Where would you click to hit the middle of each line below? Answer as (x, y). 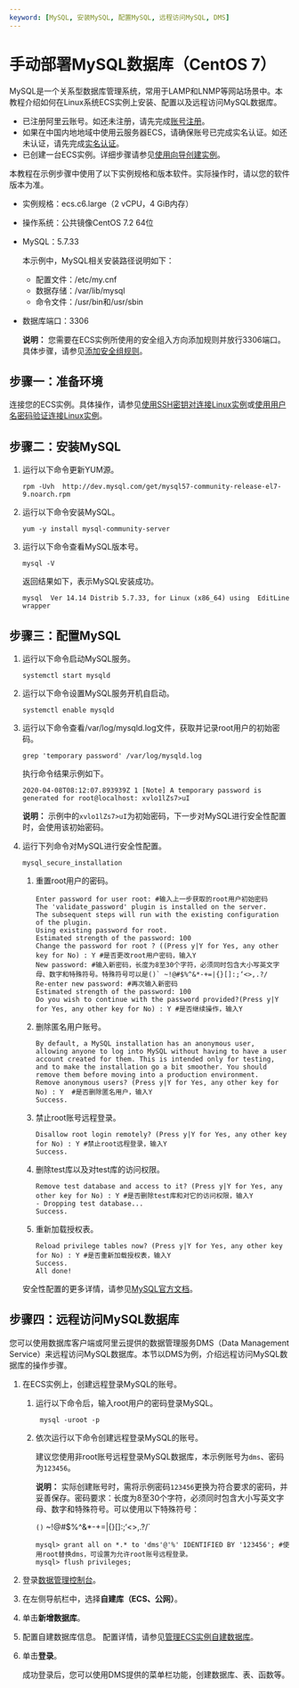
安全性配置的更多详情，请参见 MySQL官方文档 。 (109, 1289)
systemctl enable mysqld (68, 710)
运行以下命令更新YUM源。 (70, 470)
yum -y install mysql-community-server (96, 529)
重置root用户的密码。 (74, 881)
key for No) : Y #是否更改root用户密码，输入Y (116, 956)
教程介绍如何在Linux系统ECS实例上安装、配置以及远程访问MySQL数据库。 (145, 102)
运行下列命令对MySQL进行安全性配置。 (94, 846)
